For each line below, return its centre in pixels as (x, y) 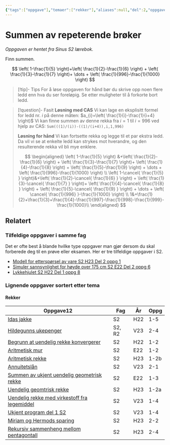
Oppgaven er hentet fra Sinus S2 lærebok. (49, 49)
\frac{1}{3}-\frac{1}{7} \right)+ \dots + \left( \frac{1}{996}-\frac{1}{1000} (85, 74)
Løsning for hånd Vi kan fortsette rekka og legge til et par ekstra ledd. (91, 136)
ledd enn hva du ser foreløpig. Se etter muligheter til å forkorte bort (88, 95)
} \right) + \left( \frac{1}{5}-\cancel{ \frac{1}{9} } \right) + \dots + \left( (91, 189)
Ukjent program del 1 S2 (37, 413)
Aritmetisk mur (25, 350)
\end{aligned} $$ (108, 205)
